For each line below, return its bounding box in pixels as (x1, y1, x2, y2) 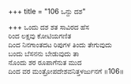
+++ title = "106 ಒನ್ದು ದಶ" (8, 7, 86, 16)
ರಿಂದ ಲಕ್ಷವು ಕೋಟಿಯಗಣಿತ (8, 31, 72, 40)
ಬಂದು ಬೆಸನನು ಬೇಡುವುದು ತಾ (8, 49, 80, 58)
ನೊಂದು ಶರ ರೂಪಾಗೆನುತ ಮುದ (8, 58, 82, 67)
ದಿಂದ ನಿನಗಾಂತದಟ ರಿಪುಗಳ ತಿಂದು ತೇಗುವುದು (8, 40, 112, 49)
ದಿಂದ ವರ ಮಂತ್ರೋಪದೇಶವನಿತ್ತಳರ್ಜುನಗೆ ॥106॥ (8, 67, 125, 75)
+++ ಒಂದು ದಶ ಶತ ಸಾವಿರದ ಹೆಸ (8, 23, 89, 31)
